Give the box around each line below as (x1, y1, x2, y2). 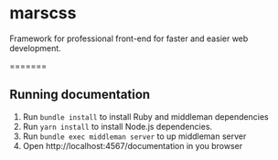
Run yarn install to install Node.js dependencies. (22, 121, 213, 132)
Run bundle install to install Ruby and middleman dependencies (22, 111, 269, 122)
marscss (9, 3, 77, 24)
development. (9, 42, 61, 53)
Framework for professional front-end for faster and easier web (9, 33, 249, 44)
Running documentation (9, 87, 151, 102)
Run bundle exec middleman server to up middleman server (22, 131, 247, 142)
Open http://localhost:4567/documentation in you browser (22, 140, 243, 151)
